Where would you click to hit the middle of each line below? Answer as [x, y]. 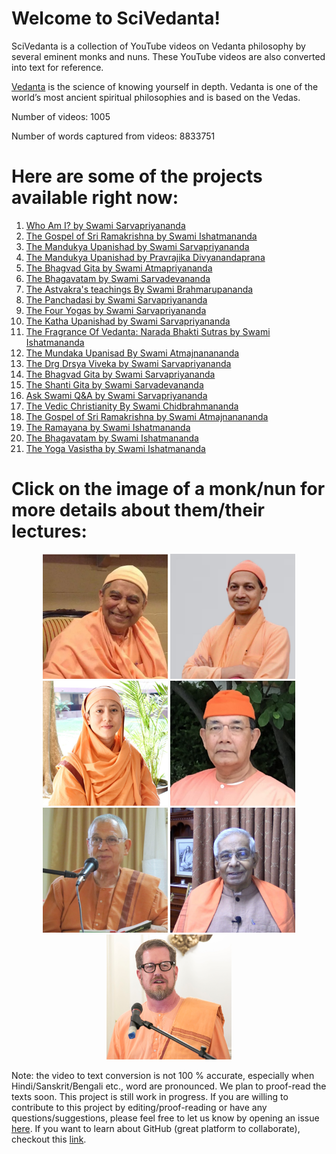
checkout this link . [49, 1139]
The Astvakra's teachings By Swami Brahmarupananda [139, 289]
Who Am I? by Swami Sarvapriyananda [105, 225]
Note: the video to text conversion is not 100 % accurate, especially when [163, 1075]
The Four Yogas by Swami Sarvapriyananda [116, 310]
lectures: [49, 531]
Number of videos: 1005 [61, 116]
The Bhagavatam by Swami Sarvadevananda [118, 278]
